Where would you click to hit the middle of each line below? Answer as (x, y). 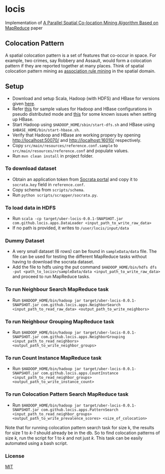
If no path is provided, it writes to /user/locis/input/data (71, 228)
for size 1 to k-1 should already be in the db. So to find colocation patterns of (82, 433)
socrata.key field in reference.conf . (49, 184)
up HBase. (23, 119)
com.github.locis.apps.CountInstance (80, 373)
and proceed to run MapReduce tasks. (51, 277)
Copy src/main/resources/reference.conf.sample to (65, 145)
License (15, 456)
